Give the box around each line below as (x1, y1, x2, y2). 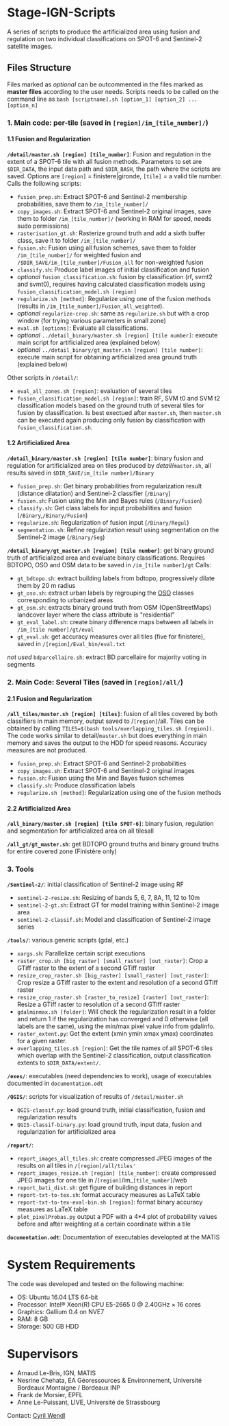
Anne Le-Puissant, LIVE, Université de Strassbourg (16, 1398, 161, 1406)
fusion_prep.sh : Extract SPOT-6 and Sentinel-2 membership (16, 192, 187, 200)
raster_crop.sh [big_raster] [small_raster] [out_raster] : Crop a (16, 956, 208, 964)
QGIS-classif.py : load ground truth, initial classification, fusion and (16, 1106, 206, 1114)
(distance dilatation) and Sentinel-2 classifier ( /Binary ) (16, 489, 171, 498)
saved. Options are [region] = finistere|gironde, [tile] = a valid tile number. (7, 171, 222, 180)
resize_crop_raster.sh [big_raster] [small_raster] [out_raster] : (16, 971, 209, 979)
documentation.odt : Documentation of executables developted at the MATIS (7, 1233, 220, 1241)
